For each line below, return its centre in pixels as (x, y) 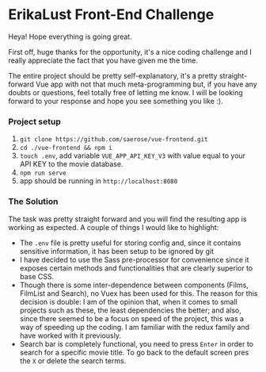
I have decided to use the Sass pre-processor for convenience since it (134, 259)
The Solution (33, 201)
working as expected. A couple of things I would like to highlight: (114, 227)
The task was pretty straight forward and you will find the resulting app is (127, 219)
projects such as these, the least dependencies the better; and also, (130, 310)
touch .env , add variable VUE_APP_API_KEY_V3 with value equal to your (133, 155)
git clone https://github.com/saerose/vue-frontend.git (114, 140)
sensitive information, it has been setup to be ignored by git (116, 251)
